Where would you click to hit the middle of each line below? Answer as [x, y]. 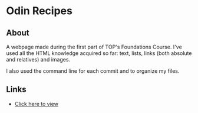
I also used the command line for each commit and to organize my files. [93, 71]
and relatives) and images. [38, 59]
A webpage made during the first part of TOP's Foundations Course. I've [94, 47]
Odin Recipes [39, 11]
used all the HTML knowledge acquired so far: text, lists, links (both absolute [99, 53]
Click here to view [37, 104]
